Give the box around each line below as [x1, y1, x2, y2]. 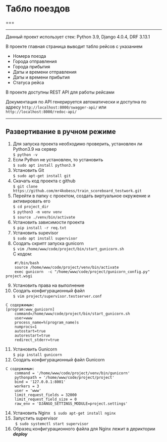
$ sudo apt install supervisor [12, 236, 78, 241]
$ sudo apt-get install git [12, 173, 71, 178]
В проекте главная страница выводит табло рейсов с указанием [5, 43, 143, 49]
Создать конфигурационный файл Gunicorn [12, 356, 105, 362]
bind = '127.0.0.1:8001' [14, 379, 66, 384]
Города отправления [12, 58, 57, 64]
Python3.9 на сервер [12, 146, 57, 152]
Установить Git [12, 167, 44, 173]
